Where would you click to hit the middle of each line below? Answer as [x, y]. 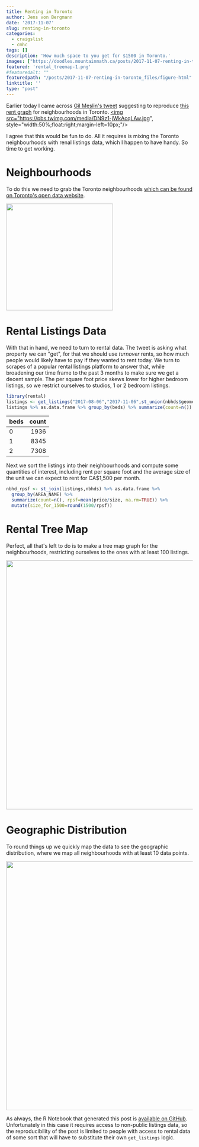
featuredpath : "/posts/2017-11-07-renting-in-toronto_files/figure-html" [99, 78]
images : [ [18, 61]
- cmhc [20, 45]
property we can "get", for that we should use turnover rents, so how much [98, 354]
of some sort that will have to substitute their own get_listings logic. [90, 1137]
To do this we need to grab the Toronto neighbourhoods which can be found [99, 189]
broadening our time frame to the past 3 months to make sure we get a [92, 373]
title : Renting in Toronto [39, 12]
